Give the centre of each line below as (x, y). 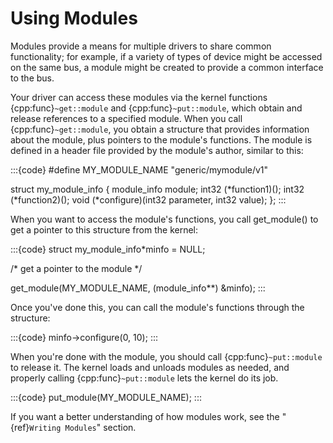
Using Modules (74, 18)
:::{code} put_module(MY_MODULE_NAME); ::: (106, 397)
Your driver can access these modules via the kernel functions (139, 97)
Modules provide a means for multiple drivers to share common (141, 46)
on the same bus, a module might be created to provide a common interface (167, 67)
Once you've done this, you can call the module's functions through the (157, 307)
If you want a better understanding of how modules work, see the (145, 416)
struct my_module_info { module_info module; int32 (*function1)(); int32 (157, 189)
